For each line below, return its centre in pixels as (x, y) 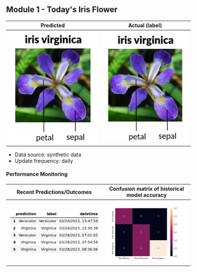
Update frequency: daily (44, 160)
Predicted (53, 25)
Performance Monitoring (37, 174)
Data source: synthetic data (48, 155)
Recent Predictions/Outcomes (54, 192)
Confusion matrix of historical (147, 189)
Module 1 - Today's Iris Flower (62, 10)
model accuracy (147, 195)
